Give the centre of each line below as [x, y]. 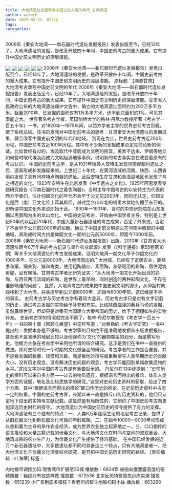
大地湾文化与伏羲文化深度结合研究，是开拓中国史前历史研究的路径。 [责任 [83, 452]
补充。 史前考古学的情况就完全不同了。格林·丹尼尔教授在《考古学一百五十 [83, 317]
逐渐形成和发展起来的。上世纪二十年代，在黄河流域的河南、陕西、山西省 [90, 171]
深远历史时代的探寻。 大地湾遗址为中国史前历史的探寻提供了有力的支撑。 [87, 407]
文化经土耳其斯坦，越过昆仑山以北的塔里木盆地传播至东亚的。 [102, 202]
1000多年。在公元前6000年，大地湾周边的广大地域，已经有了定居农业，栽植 [86, 260]
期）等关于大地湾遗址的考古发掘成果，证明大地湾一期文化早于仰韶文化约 [81, 253]
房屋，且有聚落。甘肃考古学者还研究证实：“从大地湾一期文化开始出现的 [80, 273]
